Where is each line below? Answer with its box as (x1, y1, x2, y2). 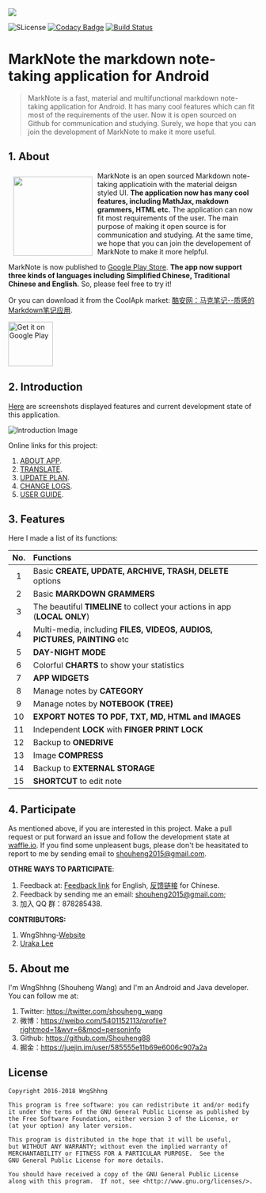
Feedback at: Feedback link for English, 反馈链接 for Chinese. (19, 881, 220, 890)
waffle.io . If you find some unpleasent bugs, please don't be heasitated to (8, 840, 249, 851)
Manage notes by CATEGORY (32, 686, 144, 697)
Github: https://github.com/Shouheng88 (19, 1034, 150, 1042)
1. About (8, 150, 50, 163)
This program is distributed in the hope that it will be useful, (8, 1135, 232, 1144)
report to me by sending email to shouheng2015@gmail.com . (8, 849, 207, 858)
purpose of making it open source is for (97, 221, 226, 231)
